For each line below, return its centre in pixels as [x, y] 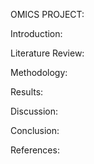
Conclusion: [35, 130]
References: [35, 150]
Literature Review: [47, 53]
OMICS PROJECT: [47, 14]
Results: [27, 92]
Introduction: [36, 33]
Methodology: [39, 72]
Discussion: [34, 111]
